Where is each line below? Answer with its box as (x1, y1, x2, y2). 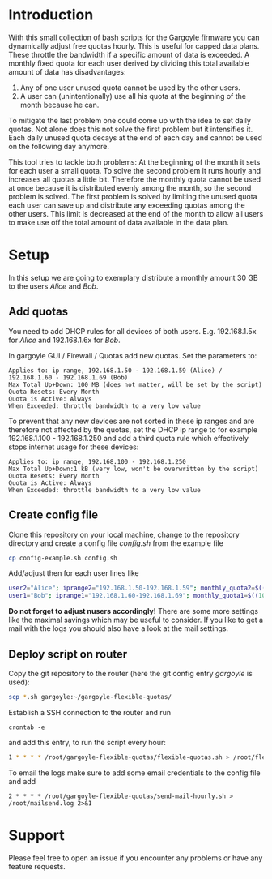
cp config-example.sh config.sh (8, 554, 117, 562)
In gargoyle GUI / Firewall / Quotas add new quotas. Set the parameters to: (8, 350, 257, 360)
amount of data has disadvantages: (8, 66, 126, 76)
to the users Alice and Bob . (8, 281, 99, 291)
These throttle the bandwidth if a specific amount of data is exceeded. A (8, 49, 250, 59)
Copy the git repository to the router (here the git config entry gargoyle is (8, 668, 253, 678)
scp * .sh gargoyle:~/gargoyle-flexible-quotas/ (8, 692, 172, 701)
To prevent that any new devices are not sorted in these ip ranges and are (8, 416, 255, 426)
